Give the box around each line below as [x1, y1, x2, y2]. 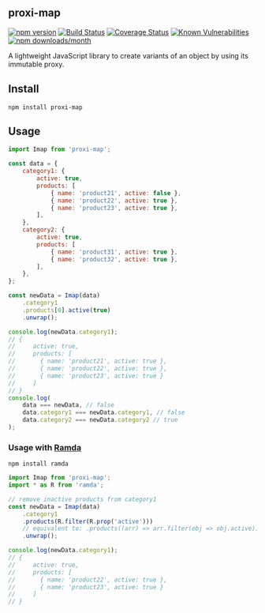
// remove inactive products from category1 [8, 495, 157, 503]
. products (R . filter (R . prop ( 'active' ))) [22, 517, 154, 525]
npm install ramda [8, 460, 69, 468]
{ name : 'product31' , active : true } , [50, 248, 178, 256]
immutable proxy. [8, 59, 65, 69]
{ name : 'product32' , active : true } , [50, 255, 178, 263]
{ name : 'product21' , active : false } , [50, 189, 181, 197]
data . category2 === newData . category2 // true [22, 416, 178, 424]
